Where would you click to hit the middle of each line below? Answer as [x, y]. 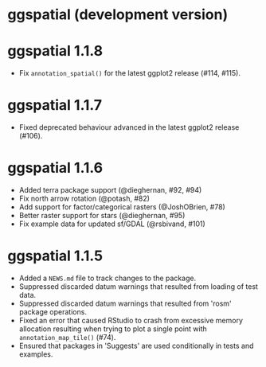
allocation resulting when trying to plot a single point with [113, 329]
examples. [36, 354]
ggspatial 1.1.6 [55, 168]
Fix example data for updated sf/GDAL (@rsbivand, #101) [112, 224]
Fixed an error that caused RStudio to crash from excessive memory [131, 320]
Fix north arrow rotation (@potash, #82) [84, 198]
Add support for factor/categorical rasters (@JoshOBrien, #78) [122, 207]
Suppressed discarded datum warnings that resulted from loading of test [138, 286]
